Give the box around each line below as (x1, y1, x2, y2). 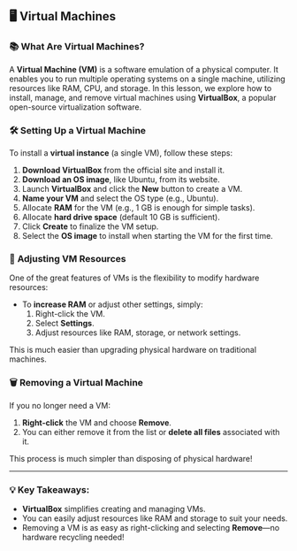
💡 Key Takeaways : (9, 483, 90, 495)
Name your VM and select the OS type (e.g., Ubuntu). (21, 193, 219, 203)
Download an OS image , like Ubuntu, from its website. (21, 173, 220, 185)
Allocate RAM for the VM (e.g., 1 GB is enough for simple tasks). (21, 202, 255, 212)
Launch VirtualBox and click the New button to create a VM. (21, 183, 243, 194)
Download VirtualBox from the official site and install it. (21, 165, 225, 175)
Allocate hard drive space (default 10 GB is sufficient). (21, 211, 221, 222)
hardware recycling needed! (21, 532, 126, 542)
